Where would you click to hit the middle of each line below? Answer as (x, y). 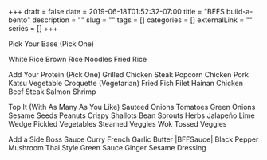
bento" (20, 20)
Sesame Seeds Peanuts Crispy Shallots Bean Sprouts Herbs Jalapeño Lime (132, 115)
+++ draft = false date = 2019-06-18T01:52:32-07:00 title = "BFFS (116, 12)
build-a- (240, 12)
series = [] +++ (33, 28)
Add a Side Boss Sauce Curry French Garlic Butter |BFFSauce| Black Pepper (133, 139)
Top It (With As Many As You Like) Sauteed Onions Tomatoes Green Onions (132, 107)
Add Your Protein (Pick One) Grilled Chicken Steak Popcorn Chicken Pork (129, 74)
